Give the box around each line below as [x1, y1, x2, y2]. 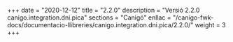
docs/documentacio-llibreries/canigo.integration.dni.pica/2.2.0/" [7, 21, 194, 29]
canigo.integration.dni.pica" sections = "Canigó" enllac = [7, 13, 171, 22]
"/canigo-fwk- [172, 13, 214, 22]
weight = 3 [195, 21, 226, 29]
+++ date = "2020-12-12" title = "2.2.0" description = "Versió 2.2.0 [7, 6, 200, 14]
